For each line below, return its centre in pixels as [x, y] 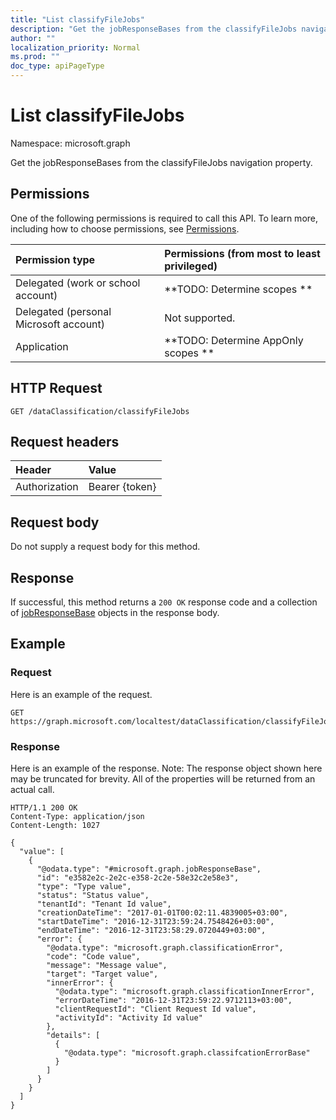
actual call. [32, 789]
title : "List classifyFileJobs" [77, 19]
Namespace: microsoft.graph [70, 143]
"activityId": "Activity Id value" [128, 1017]
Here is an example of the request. [81, 694]
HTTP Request [56, 388]
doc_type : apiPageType [57, 66]
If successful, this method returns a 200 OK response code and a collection [164, 602]
